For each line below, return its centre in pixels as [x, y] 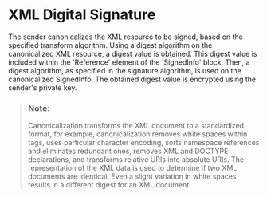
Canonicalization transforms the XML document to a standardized [136, 126]
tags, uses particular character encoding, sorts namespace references [143, 143]
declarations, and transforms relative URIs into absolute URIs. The [136, 160]
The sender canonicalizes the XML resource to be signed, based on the [126, 37]
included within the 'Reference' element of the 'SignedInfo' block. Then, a [129, 62]
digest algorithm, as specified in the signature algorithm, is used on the [125, 70]
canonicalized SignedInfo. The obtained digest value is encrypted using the [132, 79]
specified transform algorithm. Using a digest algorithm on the [110, 45]
